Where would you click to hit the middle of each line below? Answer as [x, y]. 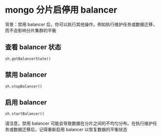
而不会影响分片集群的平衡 [31, 30]
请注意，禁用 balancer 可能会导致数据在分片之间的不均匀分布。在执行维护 [79, 123]
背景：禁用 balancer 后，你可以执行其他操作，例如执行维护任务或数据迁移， [81, 24]
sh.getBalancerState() [28, 59]
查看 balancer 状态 [33, 47]
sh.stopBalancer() [24, 86]
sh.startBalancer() [25, 114]
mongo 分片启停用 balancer [61, 10]
